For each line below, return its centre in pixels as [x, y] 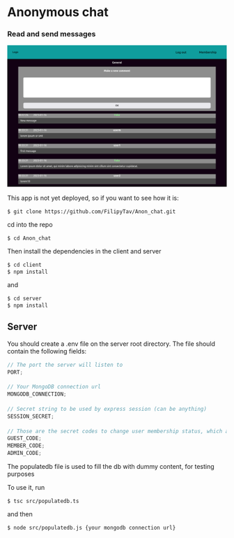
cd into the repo [30, 224]
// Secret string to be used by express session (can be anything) [107, 409]
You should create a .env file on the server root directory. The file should [111, 344]
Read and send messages [52, 34]
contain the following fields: [47, 351]
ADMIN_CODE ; [24, 453]
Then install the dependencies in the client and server [84, 251]
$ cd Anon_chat [29, 238]
